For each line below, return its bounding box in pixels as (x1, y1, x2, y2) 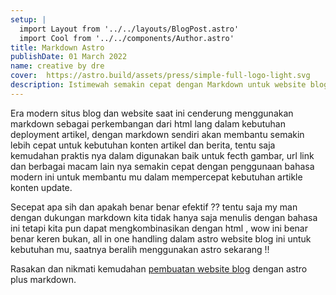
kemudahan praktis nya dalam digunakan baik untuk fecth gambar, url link (10, 149, 315, 161)
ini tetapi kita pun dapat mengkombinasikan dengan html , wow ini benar (10, 222, 308, 234)
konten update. (10, 181, 73, 193)
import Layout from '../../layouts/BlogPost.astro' (19, 24, 240, 34)
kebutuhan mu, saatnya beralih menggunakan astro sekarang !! (10, 243, 270, 255)
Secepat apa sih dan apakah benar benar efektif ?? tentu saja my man (10, 201, 298, 213)
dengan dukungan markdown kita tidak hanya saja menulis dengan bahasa (10, 211, 318, 223)
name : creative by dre (10, 61, 105, 71)
